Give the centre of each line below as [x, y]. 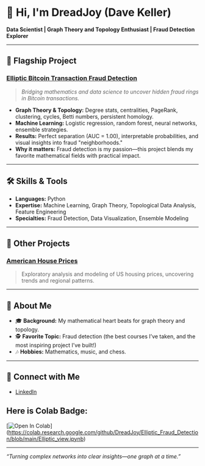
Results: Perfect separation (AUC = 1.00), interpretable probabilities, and [107, 136]
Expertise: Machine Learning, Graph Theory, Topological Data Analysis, [106, 205]
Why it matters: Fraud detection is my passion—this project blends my [104, 149]
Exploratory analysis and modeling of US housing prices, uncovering [107, 274]
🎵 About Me [29, 305]
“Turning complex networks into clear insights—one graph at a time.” [94, 456]
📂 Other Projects [38, 243]
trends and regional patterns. [58, 281]
